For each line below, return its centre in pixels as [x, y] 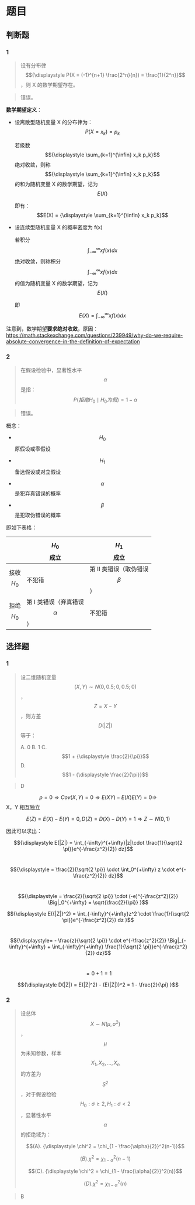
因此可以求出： [24, 831]
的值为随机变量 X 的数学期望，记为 [56, 283]
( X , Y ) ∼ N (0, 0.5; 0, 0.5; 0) [105, 687]
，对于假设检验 [38, 1094]
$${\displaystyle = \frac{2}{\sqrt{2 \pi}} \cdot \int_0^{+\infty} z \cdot [93, 869]
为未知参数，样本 [41, 1053]
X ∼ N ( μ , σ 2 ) [105, 1023]
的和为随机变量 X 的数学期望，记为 [56, 184]
